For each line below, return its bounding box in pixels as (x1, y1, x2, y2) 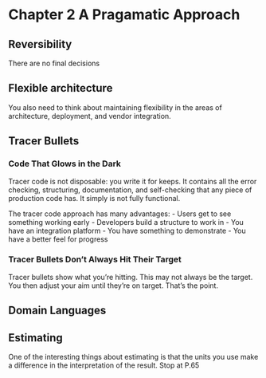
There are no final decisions (8, 58, 100, 68)
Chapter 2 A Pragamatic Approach (8, 6, 241, 24)
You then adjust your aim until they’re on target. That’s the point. (8, 281, 219, 290)
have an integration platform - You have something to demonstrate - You (8, 226, 247, 235)
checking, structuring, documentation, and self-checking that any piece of (8, 185, 252, 195)
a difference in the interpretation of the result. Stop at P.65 (8, 360, 200, 370)
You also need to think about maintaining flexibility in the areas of (8, 102, 223, 112)
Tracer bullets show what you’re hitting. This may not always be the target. (8, 272, 253, 282)
